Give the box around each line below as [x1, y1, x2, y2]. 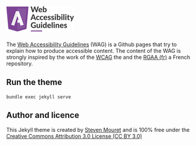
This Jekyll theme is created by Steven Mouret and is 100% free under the [6, 126, 190, 133]
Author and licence [6, 110, 79, 120]
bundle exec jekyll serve [6, 93, 71, 100]
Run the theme [6, 77, 63, 87]
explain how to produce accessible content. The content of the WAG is [6, 47, 182, 54]
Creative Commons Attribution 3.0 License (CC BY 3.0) [6, 132, 142, 140]
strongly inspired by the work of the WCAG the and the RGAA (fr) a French [6, 53, 191, 61]
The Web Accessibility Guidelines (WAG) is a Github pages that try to [6, 41, 177, 48]
